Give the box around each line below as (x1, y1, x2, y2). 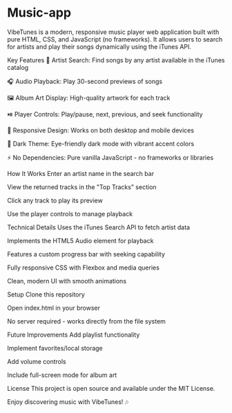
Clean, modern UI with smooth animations (7, 276, 126, 285)
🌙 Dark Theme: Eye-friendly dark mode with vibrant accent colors (7, 139, 195, 148)
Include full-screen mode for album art (7, 371, 117, 379)
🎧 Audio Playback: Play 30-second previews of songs (7, 77, 163, 85)
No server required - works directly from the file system (7, 317, 166, 325)
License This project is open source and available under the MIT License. (7, 384, 215, 392)
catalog (7, 63, 29, 71)
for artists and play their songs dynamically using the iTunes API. (7, 42, 192, 51)
